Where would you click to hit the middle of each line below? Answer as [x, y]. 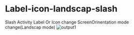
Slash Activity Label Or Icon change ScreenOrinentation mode [67, 22]
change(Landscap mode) [30, 27]
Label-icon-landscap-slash [61, 9]
